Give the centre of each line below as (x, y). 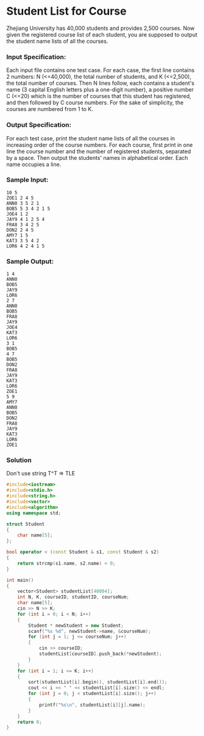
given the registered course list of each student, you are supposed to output (102, 34)
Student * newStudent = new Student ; (76, 626)
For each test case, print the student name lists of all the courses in (91, 138)
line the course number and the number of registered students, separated (99, 151)
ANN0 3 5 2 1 (23, 203)
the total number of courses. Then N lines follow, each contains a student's (100, 83)
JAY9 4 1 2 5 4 (26, 219)
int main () (20, 580)
